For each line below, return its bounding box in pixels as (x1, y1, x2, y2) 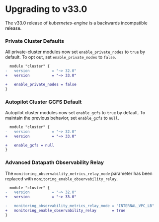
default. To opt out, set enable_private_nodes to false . (5, 54, 116, 60)
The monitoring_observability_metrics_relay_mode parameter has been (5, 170, 153, 176)
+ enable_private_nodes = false (5, 82, 77, 87)
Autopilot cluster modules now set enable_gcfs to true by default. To (5, 109, 146, 115)
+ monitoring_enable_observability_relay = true (5, 208, 126, 213)
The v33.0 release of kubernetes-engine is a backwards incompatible (5, 20, 148, 26)
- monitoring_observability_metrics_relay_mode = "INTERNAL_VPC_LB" (5, 204, 155, 209)
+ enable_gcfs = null (5, 143, 55, 148)
